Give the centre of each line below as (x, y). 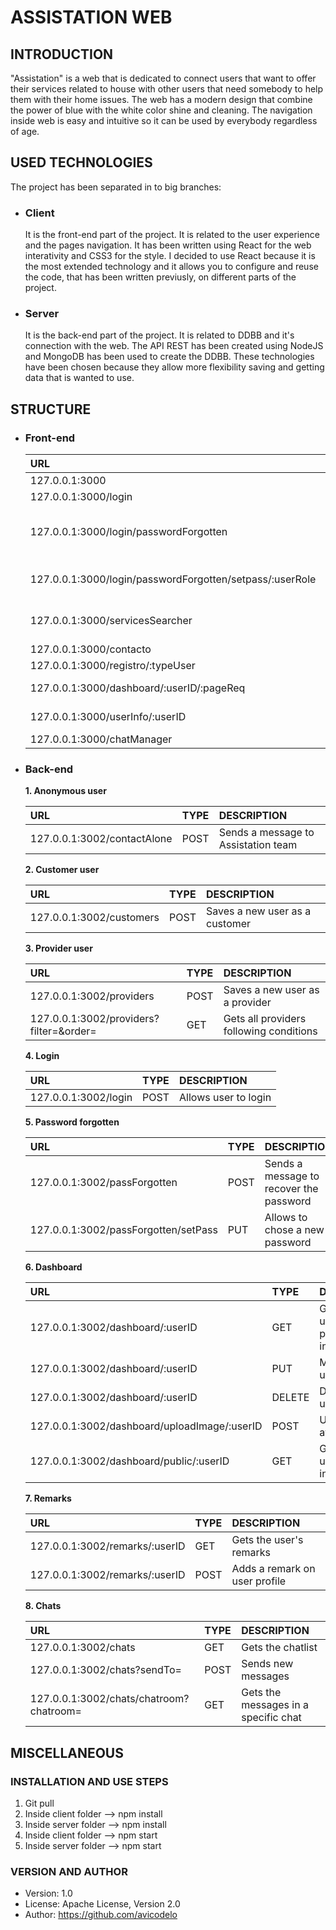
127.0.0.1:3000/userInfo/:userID (108, 717)
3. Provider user (58, 948)
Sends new (267, 1664)
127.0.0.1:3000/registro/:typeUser (112, 666)
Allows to (286, 1218)
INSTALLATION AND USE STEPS (89, 1781)
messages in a (275, 1705)
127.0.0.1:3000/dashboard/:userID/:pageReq (137, 688)
